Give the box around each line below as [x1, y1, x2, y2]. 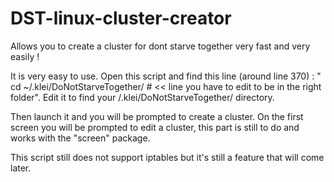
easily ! [10, 50, 40, 62]
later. [10, 162, 32, 174]
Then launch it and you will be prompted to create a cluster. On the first [10, 110, 304, 122]
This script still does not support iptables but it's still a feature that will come [10, 151, 325, 163]
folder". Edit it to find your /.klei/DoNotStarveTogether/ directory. [10, 91, 275, 103]
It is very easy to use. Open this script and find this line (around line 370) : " [10, 70, 322, 82]
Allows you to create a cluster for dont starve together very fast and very [10, 40, 311, 52]
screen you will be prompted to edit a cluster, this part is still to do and [10, 121, 300, 133]
